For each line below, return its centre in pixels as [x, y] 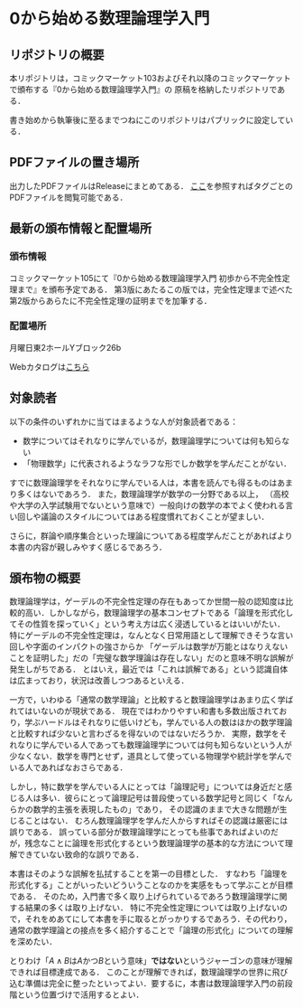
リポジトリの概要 [57, 55]
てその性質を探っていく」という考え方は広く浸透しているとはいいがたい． [147, 624]
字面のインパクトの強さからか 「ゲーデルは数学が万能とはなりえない [161, 646]
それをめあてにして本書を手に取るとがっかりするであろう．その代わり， [158, 919]
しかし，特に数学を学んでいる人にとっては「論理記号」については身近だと [147, 787]
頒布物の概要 [45, 578]
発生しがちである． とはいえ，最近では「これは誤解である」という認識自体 [149, 669]
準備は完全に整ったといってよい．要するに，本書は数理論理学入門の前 [155, 984]
